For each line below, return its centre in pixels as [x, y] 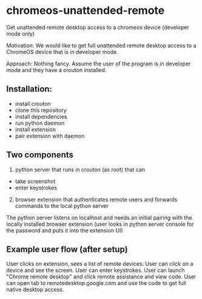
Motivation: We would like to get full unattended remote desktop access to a [101, 45]
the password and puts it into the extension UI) [65, 230]
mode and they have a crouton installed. [56, 70]
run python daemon [40, 123]
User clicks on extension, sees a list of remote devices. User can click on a [100, 264]
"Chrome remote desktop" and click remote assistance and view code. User [101, 277]
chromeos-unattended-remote [86, 11]
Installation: [29, 89]
